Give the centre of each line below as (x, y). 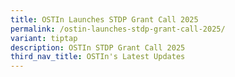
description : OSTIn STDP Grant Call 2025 (98, 47)
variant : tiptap (44, 38)
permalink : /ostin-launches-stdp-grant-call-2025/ (118, 29)
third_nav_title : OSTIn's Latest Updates (98, 57)
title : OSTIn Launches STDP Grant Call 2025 (104, 19)
